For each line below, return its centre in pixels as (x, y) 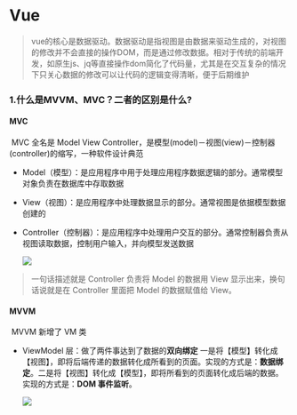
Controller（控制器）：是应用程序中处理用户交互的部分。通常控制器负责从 (155, 233)
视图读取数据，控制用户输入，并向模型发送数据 (108, 243)
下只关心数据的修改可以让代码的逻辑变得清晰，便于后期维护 (140, 74)
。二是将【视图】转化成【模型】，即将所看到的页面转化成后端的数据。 (157, 373)
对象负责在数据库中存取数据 (73, 184)
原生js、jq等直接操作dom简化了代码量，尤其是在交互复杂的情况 (170, 63)
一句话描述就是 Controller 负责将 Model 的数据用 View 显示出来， (150, 279)
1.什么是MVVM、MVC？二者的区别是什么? (101, 100)
